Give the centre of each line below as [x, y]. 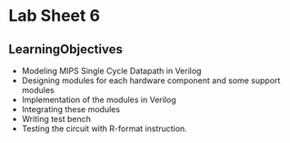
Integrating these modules [70, 109]
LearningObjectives [66, 49]
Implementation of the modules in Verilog [99, 100]
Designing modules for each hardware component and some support [151, 81]
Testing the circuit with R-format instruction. [104, 129]
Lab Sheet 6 [55, 16]
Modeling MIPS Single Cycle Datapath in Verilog [111, 71]
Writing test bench [56, 119]
